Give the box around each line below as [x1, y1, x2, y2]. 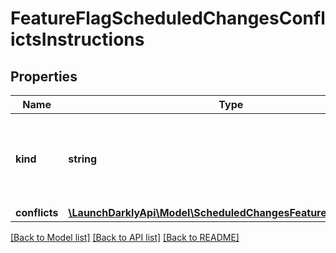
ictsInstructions [10, 28, 145, 51]
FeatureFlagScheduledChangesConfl [10, 7, 326, 30]
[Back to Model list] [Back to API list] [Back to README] [10, 232, 240, 243]
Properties [10, 68, 78, 85]
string [68, 152, 98, 166]
